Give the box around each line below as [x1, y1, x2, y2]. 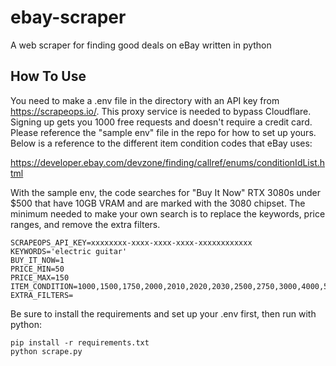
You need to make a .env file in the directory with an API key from [10, 94, 280, 106]
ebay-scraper [10, 6, 127, 29]
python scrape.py [10, 346, 83, 356]
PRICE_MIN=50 [10, 264, 65, 274]
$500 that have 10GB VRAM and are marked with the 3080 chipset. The [10, 197, 306, 209]
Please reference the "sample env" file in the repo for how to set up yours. [10, 126, 317, 138]
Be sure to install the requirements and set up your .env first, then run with [10, 307, 317, 320]
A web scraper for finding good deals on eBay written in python [10, 39, 272, 51]
